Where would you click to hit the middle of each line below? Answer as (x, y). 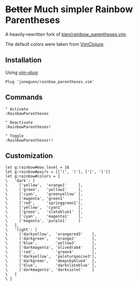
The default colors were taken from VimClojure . (55, 44)
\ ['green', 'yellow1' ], (44, 190)
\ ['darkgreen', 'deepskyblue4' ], (51, 261)
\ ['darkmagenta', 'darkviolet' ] (50, 270)
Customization (29, 155)
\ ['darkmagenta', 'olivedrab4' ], (51, 248)
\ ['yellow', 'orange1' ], (44, 185)
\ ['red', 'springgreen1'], (44, 203)
